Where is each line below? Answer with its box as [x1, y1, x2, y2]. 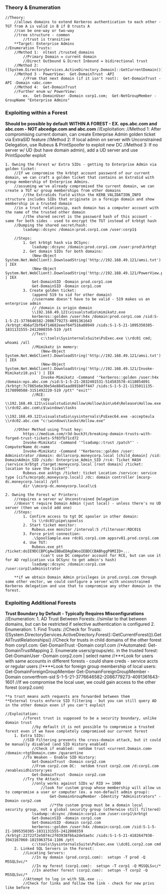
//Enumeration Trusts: [5, 46, 52, 51]
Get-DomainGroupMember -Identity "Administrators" [49, 794, 157, 799]
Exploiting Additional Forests [5, 599, 77, 606]
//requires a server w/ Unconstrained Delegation [14, 496, 119, 502]
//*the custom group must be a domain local [49, 803, 143, 808]
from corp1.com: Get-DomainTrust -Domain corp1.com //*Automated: [5, 642, 147, 648]
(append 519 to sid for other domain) [31, 292, 112, 297]
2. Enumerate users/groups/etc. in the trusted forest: [50, 647, 158, 653]
